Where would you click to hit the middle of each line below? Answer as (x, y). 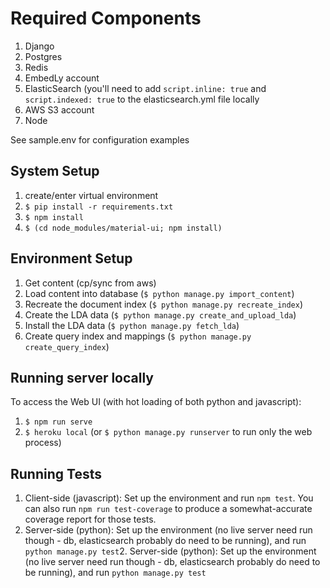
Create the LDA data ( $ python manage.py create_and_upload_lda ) (160, 314)
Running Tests (56, 473)
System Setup (55, 171)
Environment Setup (71, 258)
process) (43, 443)
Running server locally (82, 377)
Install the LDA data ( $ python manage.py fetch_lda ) (132, 325)
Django (39, 46)
